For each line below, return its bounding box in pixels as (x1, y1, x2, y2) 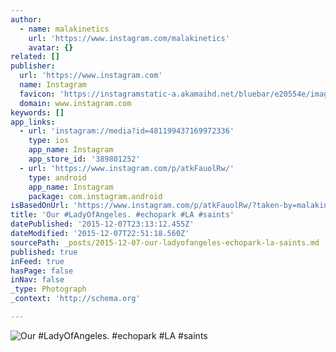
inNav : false (10, 275, 65, 285)
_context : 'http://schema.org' (10, 294, 141, 304)
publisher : (10, 61, 56, 71)
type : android (28, 172, 87, 183)
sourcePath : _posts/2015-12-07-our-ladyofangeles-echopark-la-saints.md (10, 237, 320, 248)
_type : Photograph (10, 284, 87, 295)
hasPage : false (10, 266, 74, 276)
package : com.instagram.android (28, 191, 163, 201)
